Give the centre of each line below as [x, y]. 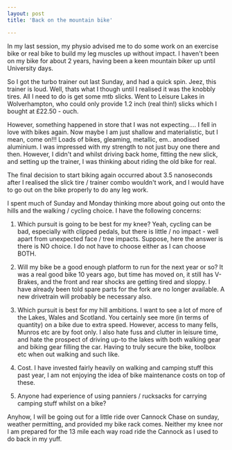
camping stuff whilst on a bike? [62, 403]
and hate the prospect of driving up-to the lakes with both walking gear [119, 339]
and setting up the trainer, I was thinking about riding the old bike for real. [112, 161]
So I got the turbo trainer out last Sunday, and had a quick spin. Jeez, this [112, 81]
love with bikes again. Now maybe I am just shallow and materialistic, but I [113, 132]
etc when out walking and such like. [68, 354]
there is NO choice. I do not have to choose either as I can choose [111, 246]
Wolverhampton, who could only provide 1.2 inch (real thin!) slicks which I [112, 103]
